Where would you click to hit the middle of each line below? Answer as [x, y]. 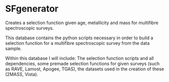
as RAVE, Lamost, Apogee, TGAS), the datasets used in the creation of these [85, 69]
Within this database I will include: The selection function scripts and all [79, 58]
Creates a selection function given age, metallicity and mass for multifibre [82, 23]
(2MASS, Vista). [22, 74]
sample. [13, 48]
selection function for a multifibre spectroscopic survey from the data [77, 43]
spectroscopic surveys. [30, 28]
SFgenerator [32, 9]
